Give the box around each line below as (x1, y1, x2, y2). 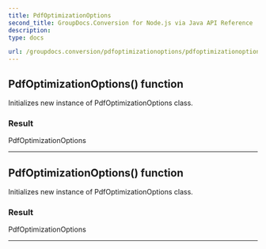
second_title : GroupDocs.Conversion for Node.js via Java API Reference (8, 19, 253, 27)
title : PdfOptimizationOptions (8, 11, 112, 20)
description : (8, 26, 51, 34)
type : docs (8, 33, 44, 42)
